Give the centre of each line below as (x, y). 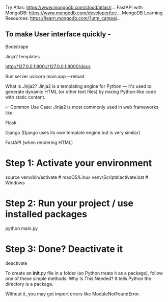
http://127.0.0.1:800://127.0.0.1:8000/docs (48, 66)
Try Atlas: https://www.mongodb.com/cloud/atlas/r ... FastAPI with (74, 7)
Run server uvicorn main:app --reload (45, 76)
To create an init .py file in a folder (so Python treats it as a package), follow (84, 273)
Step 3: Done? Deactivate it (64, 249)
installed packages (46, 214)
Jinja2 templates (23, 56)
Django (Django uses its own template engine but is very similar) (73, 132)
